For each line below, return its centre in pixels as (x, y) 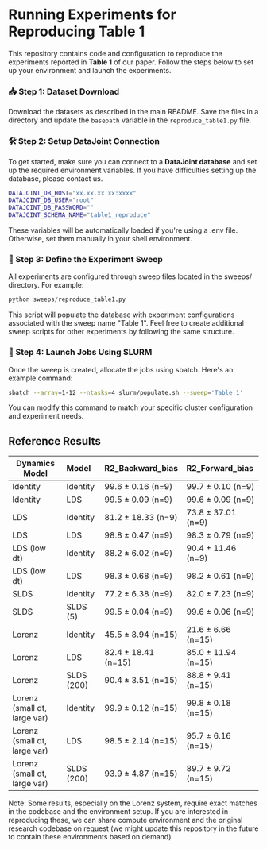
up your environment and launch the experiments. (90, 70)
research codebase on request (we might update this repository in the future (133, 828)
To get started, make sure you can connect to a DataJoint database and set (133, 161)
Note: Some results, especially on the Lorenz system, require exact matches (133, 803)
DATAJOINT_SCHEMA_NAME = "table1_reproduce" (79, 215)
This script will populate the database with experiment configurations (122, 315)
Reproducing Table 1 (77, 31)
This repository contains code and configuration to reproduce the (115, 53)
